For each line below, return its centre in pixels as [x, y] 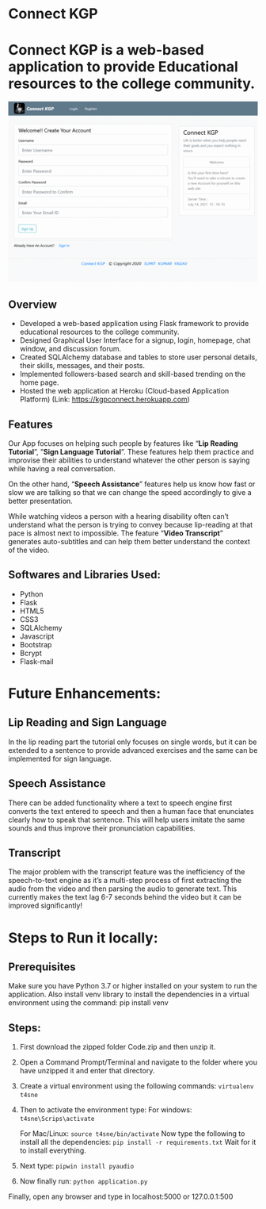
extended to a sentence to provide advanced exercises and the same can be [133, 750]
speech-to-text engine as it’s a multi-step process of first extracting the [125, 881]
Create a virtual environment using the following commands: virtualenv [137, 1086]
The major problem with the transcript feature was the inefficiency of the [127, 872]
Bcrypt [30, 653]
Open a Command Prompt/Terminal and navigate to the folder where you [138, 1062]
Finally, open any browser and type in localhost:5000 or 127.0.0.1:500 [121, 1197]
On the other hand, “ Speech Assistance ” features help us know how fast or [132, 484]
